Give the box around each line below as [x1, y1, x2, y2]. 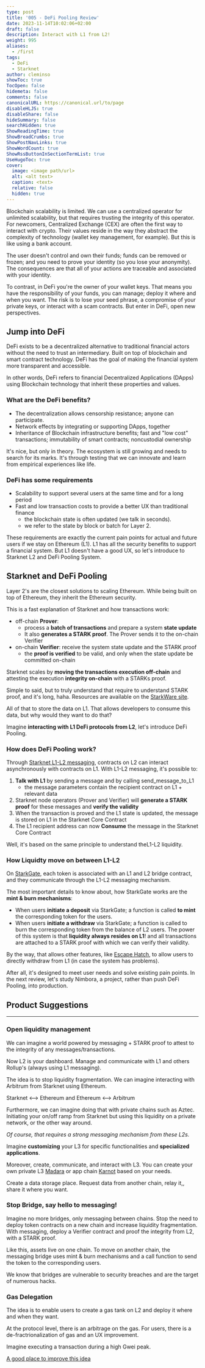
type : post [6, 9, 34, 15]
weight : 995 [6, 37, 37, 43]
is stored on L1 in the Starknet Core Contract [15, 816, 127, 823]
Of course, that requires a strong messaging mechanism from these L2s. [6, 1130, 190, 1138]
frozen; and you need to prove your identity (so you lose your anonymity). [6, 258, 192, 266]
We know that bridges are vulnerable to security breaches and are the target [6, 1271, 199, 1278]
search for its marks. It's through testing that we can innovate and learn [6, 454, 186, 461]
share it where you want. [6, 1185, 69, 1193]
